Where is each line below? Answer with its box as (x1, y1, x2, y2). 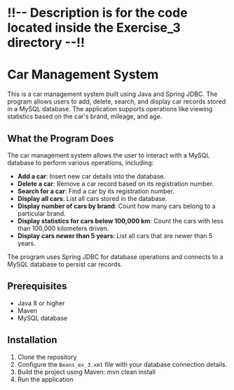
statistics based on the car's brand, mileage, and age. (7, 112, 163, 120)
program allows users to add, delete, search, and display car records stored (7, 97, 226, 106)
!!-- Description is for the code (7, 5, 188, 21)
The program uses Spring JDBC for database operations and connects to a (7, 252, 223, 260)
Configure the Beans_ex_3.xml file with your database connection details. (17, 360, 228, 368)
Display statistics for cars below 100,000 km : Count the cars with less (17, 216, 224, 225)
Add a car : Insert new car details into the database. (17, 172, 166, 180)
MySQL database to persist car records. (7, 260, 123, 268)
